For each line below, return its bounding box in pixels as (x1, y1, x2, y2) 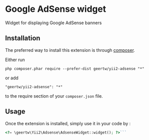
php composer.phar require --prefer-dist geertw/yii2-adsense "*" (5, 66, 145, 71)
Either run (5, 57, 25, 63)
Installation (5, 34, 40, 42)
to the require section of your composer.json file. (5, 93, 103, 99)
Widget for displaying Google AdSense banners (5, 20, 102, 26)
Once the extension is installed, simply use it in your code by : (5, 120, 131, 126)
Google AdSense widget (5, 3, 106, 15)
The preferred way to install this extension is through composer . (5, 47, 135, 53)
